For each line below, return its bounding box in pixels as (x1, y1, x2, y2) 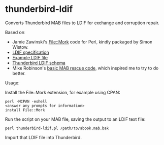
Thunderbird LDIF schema (12, 60, 66, 66)
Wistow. (12, 44, 29, 50)
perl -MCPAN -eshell (5, 99, 48, 104)
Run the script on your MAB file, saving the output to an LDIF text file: (5, 116, 146, 122)
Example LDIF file (12, 54, 48, 60)
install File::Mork (5, 108, 45, 112)
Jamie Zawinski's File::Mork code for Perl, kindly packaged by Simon (12, 38, 153, 45)
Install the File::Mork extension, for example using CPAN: (5, 89, 121, 95)
